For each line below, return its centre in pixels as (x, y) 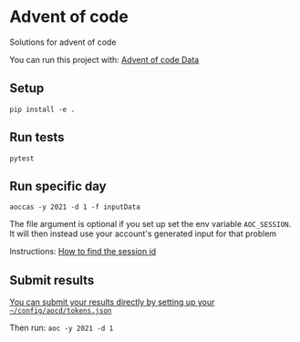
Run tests (37, 137)
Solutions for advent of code (63, 42)
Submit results (52, 280)
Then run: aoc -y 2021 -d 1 (62, 328)
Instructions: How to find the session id (83, 252)
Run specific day (58, 186)
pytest (22, 158)
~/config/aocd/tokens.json (61, 311)
